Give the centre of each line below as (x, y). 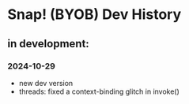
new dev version (46, 83)
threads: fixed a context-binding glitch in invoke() (99, 91)
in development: (49, 44)
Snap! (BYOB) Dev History (94, 15)
